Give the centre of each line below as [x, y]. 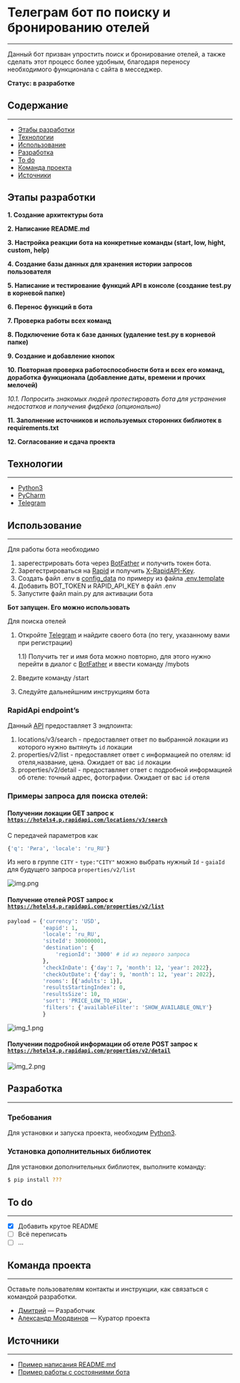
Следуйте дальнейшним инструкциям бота [84, 692]
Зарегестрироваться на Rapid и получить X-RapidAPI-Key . [106, 571]
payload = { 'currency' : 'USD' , [54, 921]
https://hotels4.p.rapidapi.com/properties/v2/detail [89, 1051]
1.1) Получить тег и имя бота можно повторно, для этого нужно [114, 656]
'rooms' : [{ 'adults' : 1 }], [82, 981]
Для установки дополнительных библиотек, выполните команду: [107, 1167]
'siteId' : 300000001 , [75, 941]
